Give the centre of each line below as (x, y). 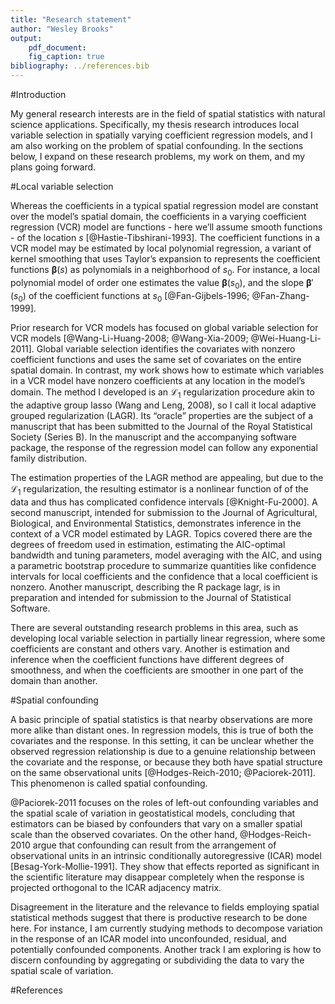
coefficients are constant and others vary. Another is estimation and (150, 648)
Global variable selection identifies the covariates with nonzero (166, 349)
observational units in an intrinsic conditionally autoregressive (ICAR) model (166, 855)
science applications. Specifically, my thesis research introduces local (155, 124)
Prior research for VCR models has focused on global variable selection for (164, 328)
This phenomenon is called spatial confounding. (109, 783)
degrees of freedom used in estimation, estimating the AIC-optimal (148, 544)
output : (26, 38)
